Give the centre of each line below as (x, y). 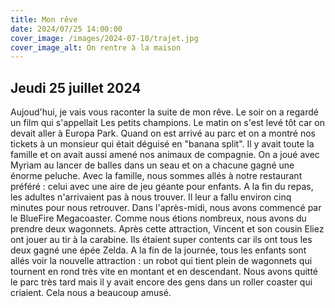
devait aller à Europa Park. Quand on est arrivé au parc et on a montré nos (163, 133)
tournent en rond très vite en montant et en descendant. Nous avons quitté (164, 272)
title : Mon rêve (44, 19)
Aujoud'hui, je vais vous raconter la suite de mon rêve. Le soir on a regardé (164, 112)
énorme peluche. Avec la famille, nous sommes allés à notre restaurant (156, 176)
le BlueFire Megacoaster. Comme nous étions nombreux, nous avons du (158, 218)
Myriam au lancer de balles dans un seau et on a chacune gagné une (152, 165)
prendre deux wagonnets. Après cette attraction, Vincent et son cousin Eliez (167, 229)
